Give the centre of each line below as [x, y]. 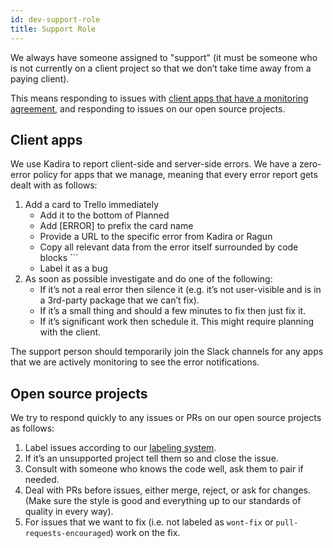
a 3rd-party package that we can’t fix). [119, 300]
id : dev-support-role [55, 19]
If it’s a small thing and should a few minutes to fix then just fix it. [173, 311]
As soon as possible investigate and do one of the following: [148, 279]
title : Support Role [53, 29]
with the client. [70, 332]
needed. [42, 480]
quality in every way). [69, 512]
